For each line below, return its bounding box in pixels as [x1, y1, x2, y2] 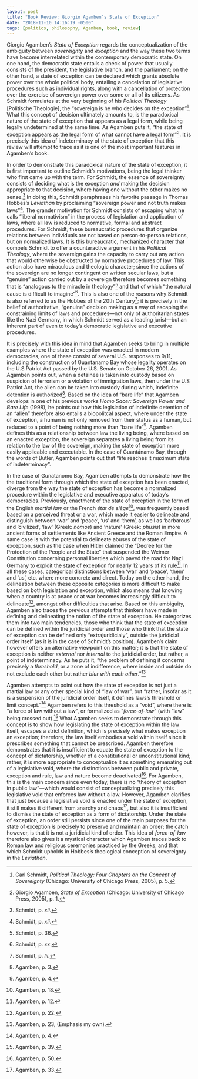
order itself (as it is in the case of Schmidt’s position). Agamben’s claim [6, 638, 178, 645]
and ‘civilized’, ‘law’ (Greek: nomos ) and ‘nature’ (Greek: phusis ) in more [6, 523, 181, 530]
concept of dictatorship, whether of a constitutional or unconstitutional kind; [6, 752, 191, 760]
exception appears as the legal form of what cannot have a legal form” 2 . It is [6, 130, 192, 138]
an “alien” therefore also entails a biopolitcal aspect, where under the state [6, 410, 187, 417]
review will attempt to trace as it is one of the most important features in [6, 143, 181, 150]
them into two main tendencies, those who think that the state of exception [6, 619, 188, 626]
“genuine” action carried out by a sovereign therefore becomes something [6, 275, 187, 283]
